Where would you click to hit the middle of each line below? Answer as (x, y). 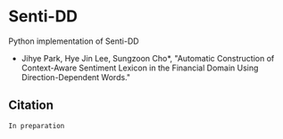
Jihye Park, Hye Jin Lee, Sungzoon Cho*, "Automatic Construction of (148, 58)
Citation (31, 106)
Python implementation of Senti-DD (74, 41)
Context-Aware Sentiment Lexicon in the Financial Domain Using (140, 68)
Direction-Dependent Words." (76, 77)
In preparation (37, 126)
